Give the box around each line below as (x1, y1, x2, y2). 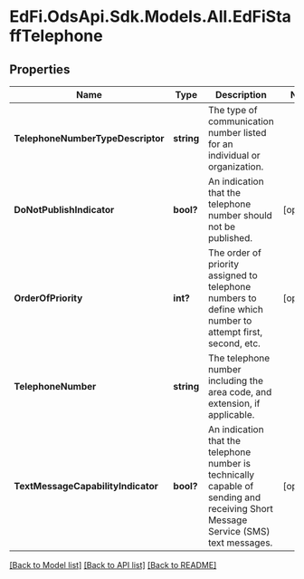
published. (207, 232, 253, 244)
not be (207, 220, 236, 233)
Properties (9, 62, 71, 77)
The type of (207, 104, 258, 116)
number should (207, 209, 273, 221)
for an (207, 138, 233, 150)
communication (207, 115, 274, 128)
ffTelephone (9, 25, 103, 46)
